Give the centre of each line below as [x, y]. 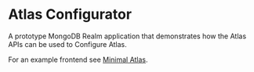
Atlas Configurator [70, 14]
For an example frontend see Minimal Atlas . [78, 59]
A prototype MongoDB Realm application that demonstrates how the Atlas [127, 36]
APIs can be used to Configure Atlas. [67, 44]
